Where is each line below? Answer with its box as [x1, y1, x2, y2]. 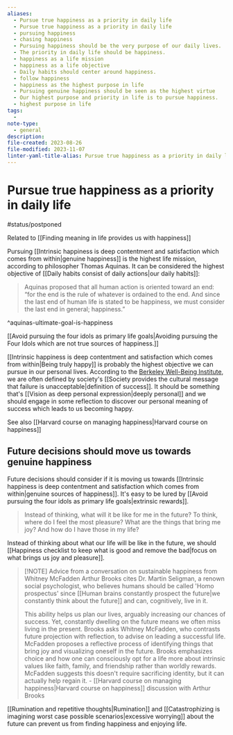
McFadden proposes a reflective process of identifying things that [24, 639, 214, 647]
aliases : [7, 10, 33, 17]
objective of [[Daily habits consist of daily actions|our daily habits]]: [7, 269, 200, 277]
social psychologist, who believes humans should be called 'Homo [24, 581, 214, 590]
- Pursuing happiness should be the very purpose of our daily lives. [13, 42, 222, 49]
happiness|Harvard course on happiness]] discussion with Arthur [24, 684, 211, 692]
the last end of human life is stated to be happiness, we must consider [24, 297, 225, 306]
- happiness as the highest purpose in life [13, 81, 144, 88]
